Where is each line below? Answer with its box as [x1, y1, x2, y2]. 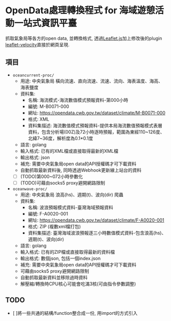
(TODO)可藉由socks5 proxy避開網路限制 [20, 179, 106, 186]
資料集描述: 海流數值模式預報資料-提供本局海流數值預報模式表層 [28, 122, 162, 128]
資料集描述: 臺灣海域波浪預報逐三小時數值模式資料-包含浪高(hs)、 [28, 230, 166, 236]
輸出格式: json [20, 154, 50, 160]
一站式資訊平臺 [14, 17, 78, 29]
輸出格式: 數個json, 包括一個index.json [20, 255, 101, 261]
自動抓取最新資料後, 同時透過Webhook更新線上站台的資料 [20, 167, 142, 173]
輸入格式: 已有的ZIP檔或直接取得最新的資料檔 [20, 249, 115, 255]
